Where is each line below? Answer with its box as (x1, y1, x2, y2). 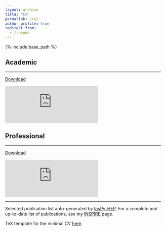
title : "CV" (5, 12, 30, 17)
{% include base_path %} (5, 44, 57, 50)
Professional (5, 132, 45, 140)
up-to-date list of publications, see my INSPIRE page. (5, 211, 114, 217)
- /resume (9, 30, 30, 35)
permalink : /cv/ (5, 16, 39, 21)
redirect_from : (5, 26, 37, 31)
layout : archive (5, 7, 39, 12)
